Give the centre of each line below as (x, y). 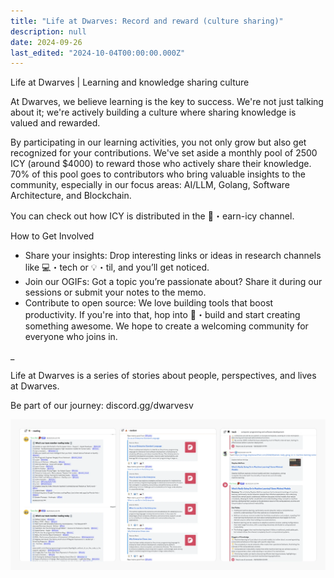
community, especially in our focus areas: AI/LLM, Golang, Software (150, 185)
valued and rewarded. (55, 123)
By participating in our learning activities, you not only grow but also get (158, 142)
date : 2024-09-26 (46, 42)
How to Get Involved (52, 236)
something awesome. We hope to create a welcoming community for (166, 326)
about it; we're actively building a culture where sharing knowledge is (153, 112)
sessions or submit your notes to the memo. (115, 292)
